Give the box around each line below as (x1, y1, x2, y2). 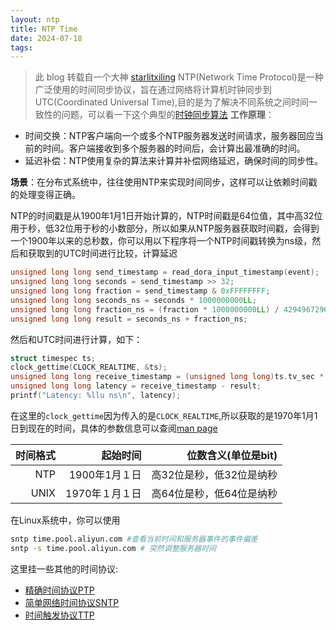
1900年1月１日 (68, 467, 142, 481)
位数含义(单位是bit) (186, 448, 278, 462)
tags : (10, 42, 33, 53)
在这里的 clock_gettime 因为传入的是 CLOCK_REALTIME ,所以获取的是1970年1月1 (10, 409, 318, 421)
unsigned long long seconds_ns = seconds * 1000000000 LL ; (10, 295, 257, 305)
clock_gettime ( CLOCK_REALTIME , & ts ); (10, 362, 168, 373)
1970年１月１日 (65, 486, 142, 500)
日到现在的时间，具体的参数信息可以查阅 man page (10, 422, 218, 434)
